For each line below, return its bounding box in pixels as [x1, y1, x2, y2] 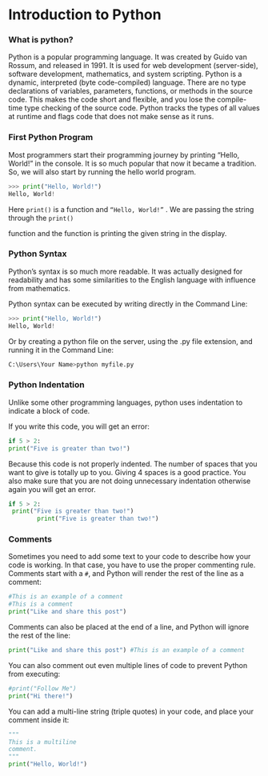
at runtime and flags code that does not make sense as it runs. [8, 112, 214, 122]
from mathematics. [8, 283, 70, 293]
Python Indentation [8, 379, 86, 390]
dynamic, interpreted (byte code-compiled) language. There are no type [8, 78, 246, 87]
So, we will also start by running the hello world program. [8, 166, 196, 177]
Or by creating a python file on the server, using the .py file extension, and [8, 336, 254, 346]
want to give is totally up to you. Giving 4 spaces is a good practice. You [8, 467, 246, 477]
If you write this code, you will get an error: [8, 422, 150, 431]
